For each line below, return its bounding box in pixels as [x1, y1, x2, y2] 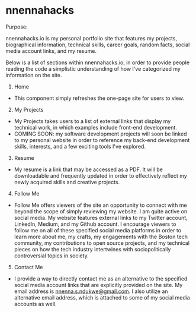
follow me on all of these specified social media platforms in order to [14, 226, 182, 234]
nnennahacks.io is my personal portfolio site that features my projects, [5, 34, 178, 42]
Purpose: [5, 23, 28, 30]
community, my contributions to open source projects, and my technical [14, 239, 190, 247]
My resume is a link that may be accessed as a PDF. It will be [14, 166, 163, 173]
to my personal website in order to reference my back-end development [14, 136, 190, 143]
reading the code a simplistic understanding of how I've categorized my [5, 65, 181, 72]
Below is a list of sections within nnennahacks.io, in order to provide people [5, 59, 190, 66]
